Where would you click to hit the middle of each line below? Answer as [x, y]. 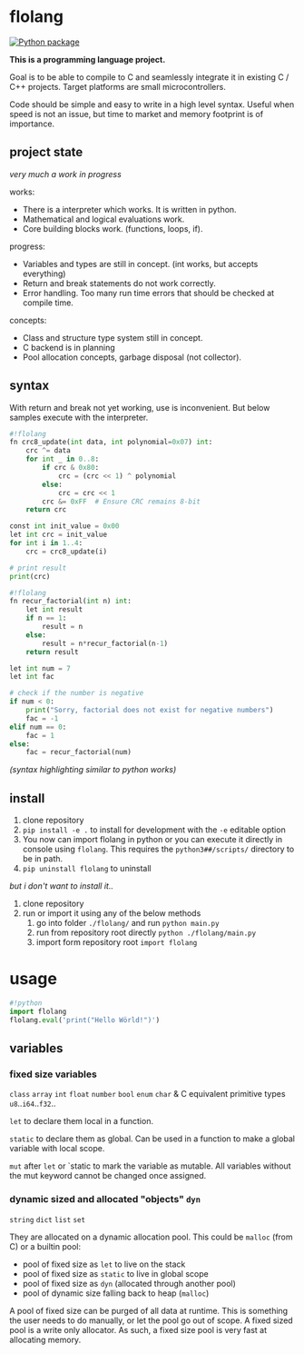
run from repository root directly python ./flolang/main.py [146, 932]
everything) [44, 274]
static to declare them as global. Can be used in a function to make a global [152, 1139]
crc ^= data [48, 451]
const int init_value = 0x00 [64, 526]
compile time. [48, 303]
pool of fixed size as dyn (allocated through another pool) [129, 1283]
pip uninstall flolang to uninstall [87, 869]
